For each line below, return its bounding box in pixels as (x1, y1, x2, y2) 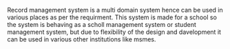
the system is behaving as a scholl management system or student (7, 21, 196, 28)
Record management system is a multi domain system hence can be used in (7, 6, 223, 14)
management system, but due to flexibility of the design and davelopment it (7, 28, 222, 36)
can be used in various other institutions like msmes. (7, 35, 156, 43)
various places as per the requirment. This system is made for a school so (7, 13, 217, 21)
